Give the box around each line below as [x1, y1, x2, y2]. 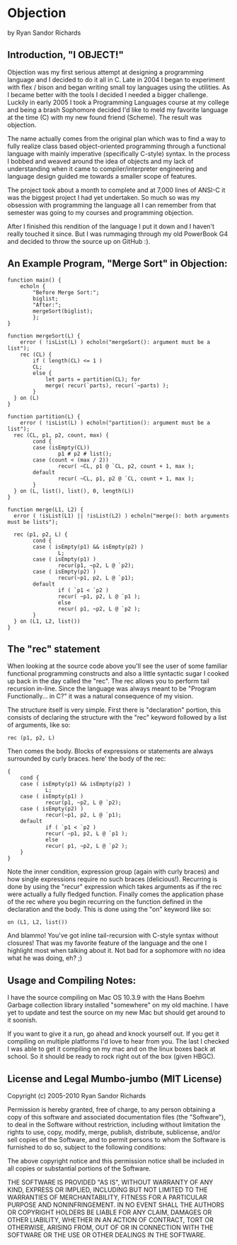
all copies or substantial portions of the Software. [7, 1164, 151, 1173]
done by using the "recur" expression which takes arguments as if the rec [7, 883, 222, 891]
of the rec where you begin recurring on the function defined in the [7, 898, 203, 906]
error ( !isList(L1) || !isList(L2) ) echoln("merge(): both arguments [13, 512, 230, 519]
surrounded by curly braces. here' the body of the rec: [7, 754, 166, 763]
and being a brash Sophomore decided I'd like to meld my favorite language [7, 105, 229, 114]
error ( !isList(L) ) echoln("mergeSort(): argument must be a [20, 338, 211, 345]
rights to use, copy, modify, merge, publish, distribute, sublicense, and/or [7, 1128, 221, 1136]
